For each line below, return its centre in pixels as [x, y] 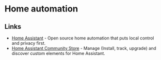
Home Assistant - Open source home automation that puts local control [83, 38]
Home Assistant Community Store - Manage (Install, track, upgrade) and [84, 48]
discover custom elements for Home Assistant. [58, 53]
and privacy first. [28, 43]
